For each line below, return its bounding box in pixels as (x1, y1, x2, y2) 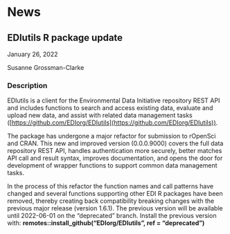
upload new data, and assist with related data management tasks (7, 111, 193, 120)
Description (7, 80, 48, 90)
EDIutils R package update (7, 32, 123, 44)
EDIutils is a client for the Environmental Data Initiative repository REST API (7, 96, 220, 105)
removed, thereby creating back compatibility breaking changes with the (7, 197, 215, 205)
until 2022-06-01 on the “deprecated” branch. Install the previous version (7, 212, 217, 220)
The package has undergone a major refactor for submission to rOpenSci (7, 132, 216, 141)
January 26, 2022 (7, 50, 58, 58)
